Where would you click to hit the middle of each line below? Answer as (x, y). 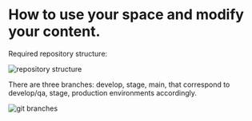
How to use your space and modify (126, 15)
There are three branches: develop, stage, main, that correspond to (119, 84)
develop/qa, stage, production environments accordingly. (103, 92)
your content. (54, 31)
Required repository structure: (58, 53)
